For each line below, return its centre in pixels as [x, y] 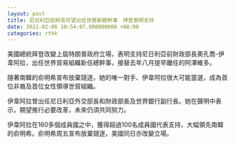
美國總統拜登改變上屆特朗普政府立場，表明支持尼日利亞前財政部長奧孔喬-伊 [116, 54]
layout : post [26, 14]
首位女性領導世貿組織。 [65, 86]
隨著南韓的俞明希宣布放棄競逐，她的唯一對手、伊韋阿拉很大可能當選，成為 [114, 78]
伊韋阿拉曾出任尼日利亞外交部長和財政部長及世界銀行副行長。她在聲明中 [111, 101]
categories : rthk [33, 33]
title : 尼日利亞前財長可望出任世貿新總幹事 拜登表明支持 [81, 20]
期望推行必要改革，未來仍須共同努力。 [74, 110]
